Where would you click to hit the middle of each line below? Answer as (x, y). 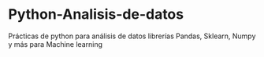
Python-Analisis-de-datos (96, 14)
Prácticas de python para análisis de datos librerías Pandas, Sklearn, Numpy (132, 36)
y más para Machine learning (56, 44)
